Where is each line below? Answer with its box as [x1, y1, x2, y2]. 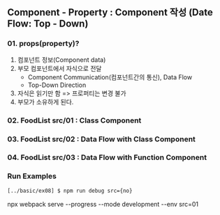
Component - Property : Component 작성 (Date [7, 6, 213, 19]
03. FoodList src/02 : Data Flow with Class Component [7, 134, 196, 144]
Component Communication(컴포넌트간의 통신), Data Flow [27, 72, 193, 81]
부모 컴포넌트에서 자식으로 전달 [17, 64, 102, 72]
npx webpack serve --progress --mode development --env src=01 [7, 200, 199, 208]
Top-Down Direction [27, 81, 87, 89]
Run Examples [7, 171, 57, 181]
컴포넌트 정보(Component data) [17, 55, 106, 64]
